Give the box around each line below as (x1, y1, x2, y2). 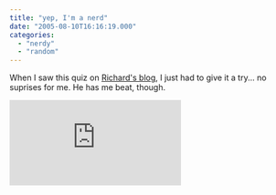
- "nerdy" (17, 38, 55, 48)
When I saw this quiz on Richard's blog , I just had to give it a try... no (9, 72, 267, 83)
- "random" (17, 47, 59, 56)
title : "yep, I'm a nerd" (9, 13, 108, 23)
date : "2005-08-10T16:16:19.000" (9, 22, 137, 31)
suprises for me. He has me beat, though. (9, 82, 166, 93)
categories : (9, 30, 55, 39)
